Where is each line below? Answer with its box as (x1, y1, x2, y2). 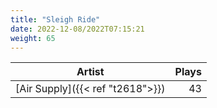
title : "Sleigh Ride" (10, 14, 101, 25)
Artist (76, 65, 105, 79)
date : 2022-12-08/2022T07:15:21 (10, 24, 145, 34)
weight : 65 (10, 33, 56, 43)
